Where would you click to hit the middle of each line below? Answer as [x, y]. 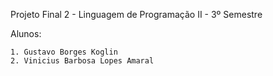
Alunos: [26, 33]
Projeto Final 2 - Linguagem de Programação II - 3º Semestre [136, 14]
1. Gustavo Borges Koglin [64, 52]
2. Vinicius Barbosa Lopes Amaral [82, 61]
